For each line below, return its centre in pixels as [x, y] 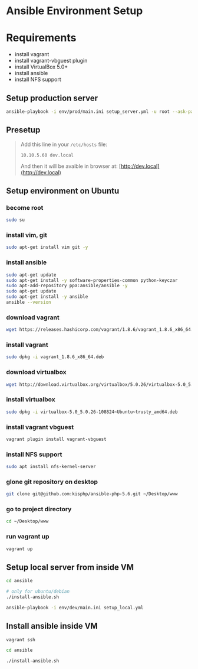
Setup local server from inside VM [70, 567]
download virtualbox [36, 372]
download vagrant [33, 317]
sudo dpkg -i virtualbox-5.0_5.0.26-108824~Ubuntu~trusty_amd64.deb [92, 412]
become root [25, 207]
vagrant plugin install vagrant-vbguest [57, 439]
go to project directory [39, 509]
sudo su [16, 220]
